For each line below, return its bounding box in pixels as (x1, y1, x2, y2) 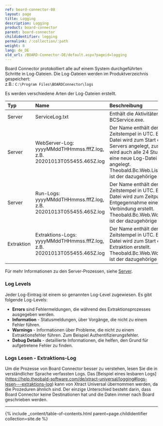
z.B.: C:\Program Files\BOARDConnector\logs (5, 81, 94, 87)
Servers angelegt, (109, 143, 150, 149)
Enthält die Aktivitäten (109, 111, 160, 117)
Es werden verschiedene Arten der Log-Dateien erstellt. (5, 91, 117, 96)
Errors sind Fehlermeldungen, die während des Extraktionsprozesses (12, 306, 151, 312)
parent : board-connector (5, 30, 55, 35)
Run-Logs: (35, 190, 60, 197)
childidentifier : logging (5, 35, 57, 39)
